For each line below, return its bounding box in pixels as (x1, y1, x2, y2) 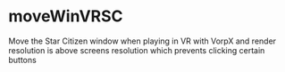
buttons (8, 54, 37, 65)
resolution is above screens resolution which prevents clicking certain (8, 44, 265, 55)
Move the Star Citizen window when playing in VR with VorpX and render (8, 36, 277, 46)
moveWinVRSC (8, 6, 123, 27)
